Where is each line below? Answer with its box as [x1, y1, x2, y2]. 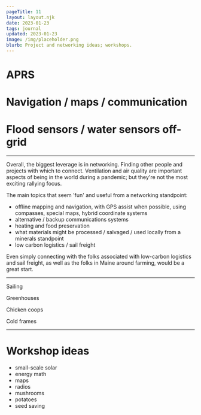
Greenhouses [6, 295, 39, 302]
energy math [14, 371, 47, 378]
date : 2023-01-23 [6, 20, 50, 26]
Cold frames [6, 318, 37, 325]
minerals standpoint [14, 235, 64, 243]
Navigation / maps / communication [6, 95, 187, 109]
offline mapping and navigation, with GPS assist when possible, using [14, 203, 187, 210]
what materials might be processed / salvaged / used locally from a [14, 229, 181, 236]
